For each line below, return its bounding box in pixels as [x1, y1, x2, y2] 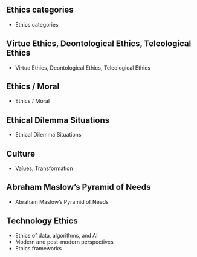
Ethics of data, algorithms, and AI [15, 232, 98, 239]
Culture [6, 148, 35, 159]
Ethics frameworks [15, 244, 62, 252]
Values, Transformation [15, 164, 74, 172]
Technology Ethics [6, 216, 79, 226]
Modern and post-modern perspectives [15, 238, 114, 246]
